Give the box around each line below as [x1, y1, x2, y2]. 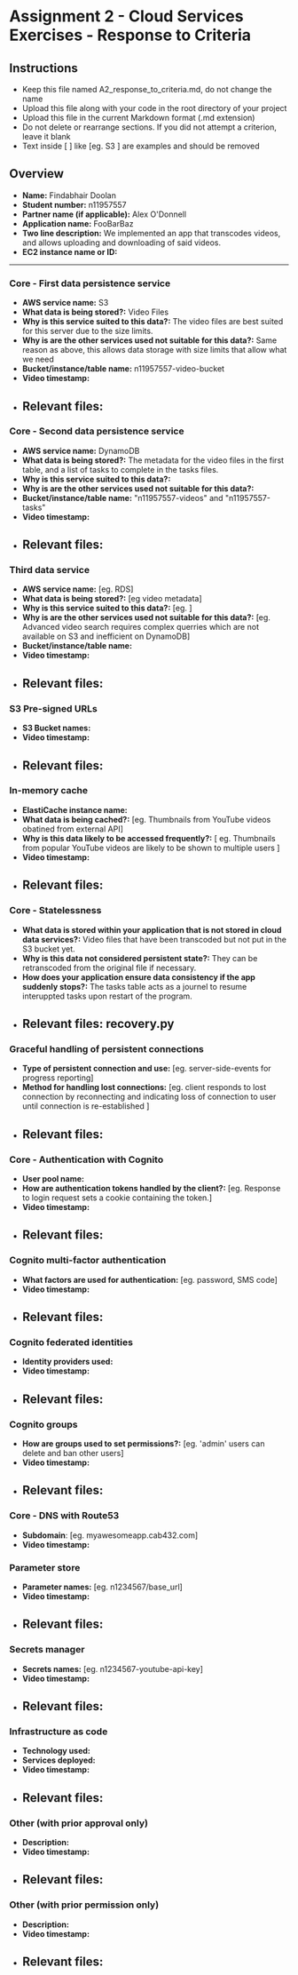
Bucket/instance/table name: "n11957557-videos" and [21, 492, 223, 503]
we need [21, 354, 55, 365]
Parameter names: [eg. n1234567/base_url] [21, 1581, 184, 1592]
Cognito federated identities [9, 1335, 133, 1348]
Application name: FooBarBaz [21, 218, 134, 228]
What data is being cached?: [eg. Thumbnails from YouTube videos [21, 814, 271, 824]
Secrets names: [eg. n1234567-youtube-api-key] [21, 1663, 204, 1674]
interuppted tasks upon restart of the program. [21, 991, 192, 1001]
